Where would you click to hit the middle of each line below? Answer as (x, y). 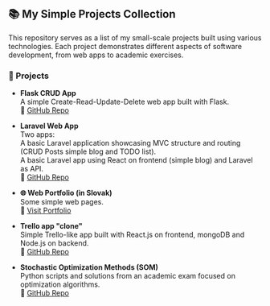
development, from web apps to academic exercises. (96, 55)
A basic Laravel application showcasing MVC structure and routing (130, 143)
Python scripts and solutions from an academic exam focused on (127, 276)
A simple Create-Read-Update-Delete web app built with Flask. (125, 102)
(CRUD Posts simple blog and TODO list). (88, 151)
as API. (32, 169)
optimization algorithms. (60, 284)
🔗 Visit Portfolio (45, 211)
